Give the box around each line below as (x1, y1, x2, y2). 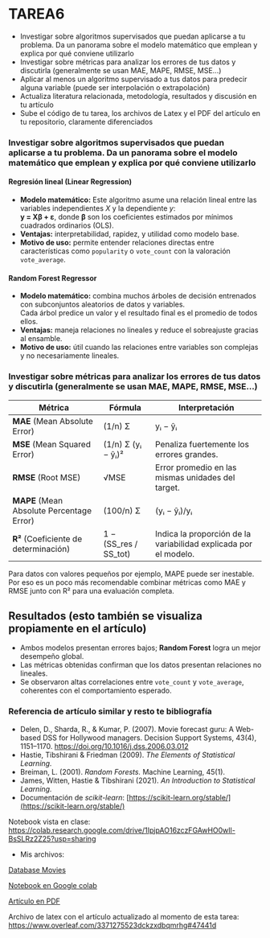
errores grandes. (155, 448, 219, 459)
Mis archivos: (19, 850, 65, 859)
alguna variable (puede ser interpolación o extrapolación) (19, 82, 211, 93)
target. (155, 482, 181, 493)
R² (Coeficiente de (12, 533, 83, 544)
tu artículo (19, 100, 54, 109)
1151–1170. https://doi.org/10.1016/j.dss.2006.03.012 (19, 741, 189, 751)
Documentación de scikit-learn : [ (19, 792, 129, 802)
